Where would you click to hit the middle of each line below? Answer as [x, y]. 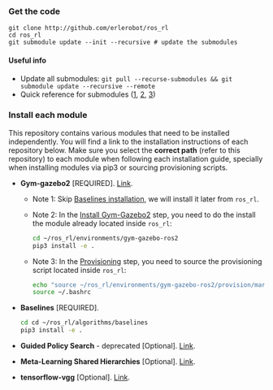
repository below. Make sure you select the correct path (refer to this [125, 150]
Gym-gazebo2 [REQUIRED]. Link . [76, 183]
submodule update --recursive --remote [88, 86]
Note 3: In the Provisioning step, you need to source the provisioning [147, 261]
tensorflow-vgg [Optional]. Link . [75, 377]
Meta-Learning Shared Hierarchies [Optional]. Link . [108, 362]
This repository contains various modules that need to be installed [119, 132]
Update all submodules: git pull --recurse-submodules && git [126, 78]
